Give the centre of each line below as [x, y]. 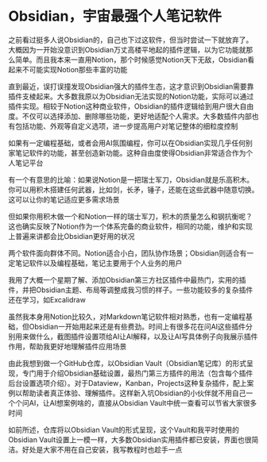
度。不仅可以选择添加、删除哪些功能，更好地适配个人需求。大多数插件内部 [130, 116]
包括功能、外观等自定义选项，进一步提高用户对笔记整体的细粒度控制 [126, 126]
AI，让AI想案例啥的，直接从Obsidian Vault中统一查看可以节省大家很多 [143, 402]
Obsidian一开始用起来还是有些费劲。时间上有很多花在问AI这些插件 [137, 326]
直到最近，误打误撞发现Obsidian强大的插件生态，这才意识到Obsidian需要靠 [131, 86]
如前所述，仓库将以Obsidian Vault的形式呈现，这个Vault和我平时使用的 [124, 429]
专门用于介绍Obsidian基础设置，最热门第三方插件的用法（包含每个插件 [137, 373]
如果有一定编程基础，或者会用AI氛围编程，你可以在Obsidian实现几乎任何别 [130, 143]
